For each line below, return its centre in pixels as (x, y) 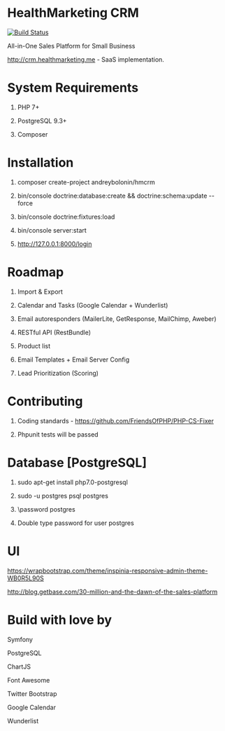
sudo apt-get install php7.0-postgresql (72, 482)
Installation (41, 163)
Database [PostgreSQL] (77, 462)
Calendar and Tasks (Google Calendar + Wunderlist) (93, 305)
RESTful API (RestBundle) (54, 332)
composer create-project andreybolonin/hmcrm (86, 182)
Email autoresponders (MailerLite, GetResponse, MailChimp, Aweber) (117, 319)
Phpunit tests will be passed (58, 434)
